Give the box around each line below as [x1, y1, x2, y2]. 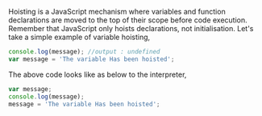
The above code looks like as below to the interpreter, [8, 70, 187, 79]
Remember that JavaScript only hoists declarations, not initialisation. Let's [8, 24, 254, 33]
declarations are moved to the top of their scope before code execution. [8, 15, 247, 25]
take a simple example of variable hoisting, [8, 32, 151, 42]
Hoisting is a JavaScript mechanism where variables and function [8, 7, 226, 16]
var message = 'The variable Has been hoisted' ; [8, 55, 175, 63]
